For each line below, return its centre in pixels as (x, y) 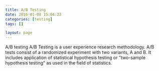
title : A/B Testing (26, 10)
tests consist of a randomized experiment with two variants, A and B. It (78, 52)
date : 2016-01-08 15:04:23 (33, 14)
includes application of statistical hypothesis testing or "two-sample (75, 57)
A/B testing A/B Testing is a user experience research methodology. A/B (80, 47)
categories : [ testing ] (29, 19)
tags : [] (14, 24)
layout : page (19, 33)
